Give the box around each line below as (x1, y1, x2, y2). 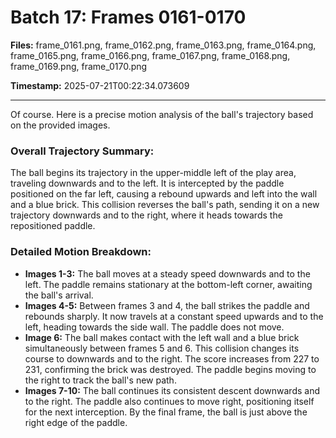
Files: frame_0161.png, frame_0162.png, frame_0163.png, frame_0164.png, (10, 39, 317, 51)
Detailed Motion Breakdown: (10, 245, 152, 259)
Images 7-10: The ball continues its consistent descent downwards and (24, 384, 321, 396)
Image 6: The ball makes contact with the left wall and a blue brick (24, 331, 300, 343)
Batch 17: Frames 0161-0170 (10, 6, 247, 29)
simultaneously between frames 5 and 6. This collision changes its (24, 342, 300, 354)
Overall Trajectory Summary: (10, 144, 155, 158)
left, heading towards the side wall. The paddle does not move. (24, 321, 285, 333)
